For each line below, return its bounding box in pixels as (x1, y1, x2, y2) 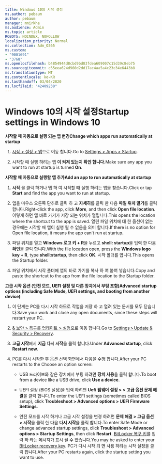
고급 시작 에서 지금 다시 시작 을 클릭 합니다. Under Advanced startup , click (12, 340, 153, 347)
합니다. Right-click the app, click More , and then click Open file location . (12, 207, 156, 212)
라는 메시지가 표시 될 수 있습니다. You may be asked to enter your (29, 437, 155, 443)
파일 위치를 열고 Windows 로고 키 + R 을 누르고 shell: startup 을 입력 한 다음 (12, 240, 156, 246)
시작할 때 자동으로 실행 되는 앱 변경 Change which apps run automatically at (5, 133, 153, 139)
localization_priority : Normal (5, 39, 68, 44)
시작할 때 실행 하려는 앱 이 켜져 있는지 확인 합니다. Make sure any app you (12, 159, 152, 165)
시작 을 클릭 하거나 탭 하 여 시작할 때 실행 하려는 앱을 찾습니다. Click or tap (12, 185, 152, 191)
